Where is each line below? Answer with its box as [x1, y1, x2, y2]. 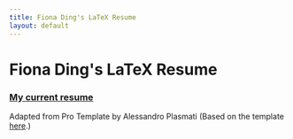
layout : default [9, 21, 69, 30]
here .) [9, 120, 31, 131]
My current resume [9, 90, 94, 103]
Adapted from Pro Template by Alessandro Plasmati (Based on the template [9, 111, 285, 121]
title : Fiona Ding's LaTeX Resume [9, 12, 137, 22]
